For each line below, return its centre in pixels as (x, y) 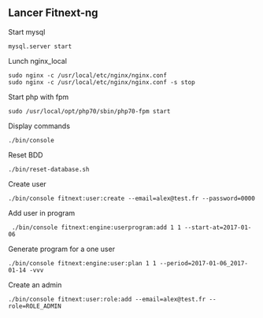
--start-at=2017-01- (218, 227)
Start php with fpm (39, 97)
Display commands (39, 126)
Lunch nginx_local (37, 61)
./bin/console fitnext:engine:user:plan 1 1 (82, 263)
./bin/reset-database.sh (49, 169)
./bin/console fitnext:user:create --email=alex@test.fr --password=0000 (132, 198)
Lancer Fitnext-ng (53, 13)
